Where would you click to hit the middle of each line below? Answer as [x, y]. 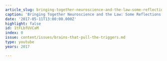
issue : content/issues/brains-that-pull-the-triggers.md [65, 38]
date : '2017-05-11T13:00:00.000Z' [41, 19]
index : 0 [14, 33]
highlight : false [23, 24]
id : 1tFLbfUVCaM [22, 28]
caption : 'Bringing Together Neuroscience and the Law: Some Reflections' [84, 14]
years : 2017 [17, 47]
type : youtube [20, 42]
